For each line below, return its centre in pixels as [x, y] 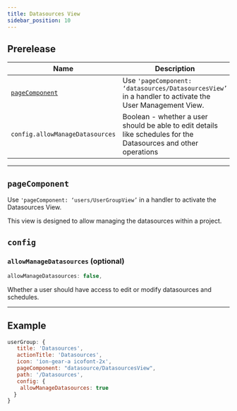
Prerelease [32, 49]
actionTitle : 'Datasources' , [59, 355]
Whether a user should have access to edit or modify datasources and [109, 289]
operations [140, 152]
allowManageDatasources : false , [55, 276]
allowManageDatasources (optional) [66, 262]
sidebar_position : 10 [39, 20]
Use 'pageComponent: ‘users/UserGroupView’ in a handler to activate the [112, 200]
